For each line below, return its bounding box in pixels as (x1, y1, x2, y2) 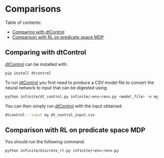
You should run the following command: (5, 139, 85, 145)
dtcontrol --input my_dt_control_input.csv (5, 112, 95, 118)
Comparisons (5, 3, 61, 15)
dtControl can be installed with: (5, 61, 68, 67)
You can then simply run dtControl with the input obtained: (5, 103, 123, 109)
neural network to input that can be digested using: (5, 84, 108, 91)
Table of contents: (5, 20, 41, 25)
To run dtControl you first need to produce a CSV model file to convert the (5, 79, 154, 85)
